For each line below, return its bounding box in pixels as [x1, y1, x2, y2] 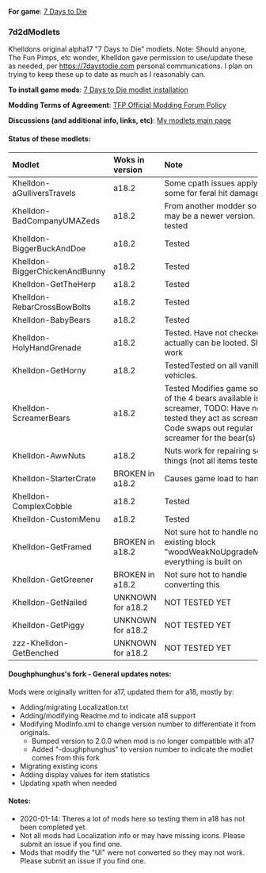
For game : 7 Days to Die [8, 7, 87, 16]
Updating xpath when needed [19, 778, 117, 787]
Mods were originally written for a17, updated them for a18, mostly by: [8, 687, 234, 696]
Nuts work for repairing [164, 445, 251, 456]
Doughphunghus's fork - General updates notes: [8, 669, 172, 679]
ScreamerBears [12, 412, 70, 423]
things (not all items [164, 455, 237, 466]
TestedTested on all [164, 360, 237, 371]
